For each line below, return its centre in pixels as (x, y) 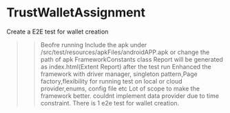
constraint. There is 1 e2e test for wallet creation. (110, 103)
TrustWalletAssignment (76, 13)
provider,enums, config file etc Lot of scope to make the (120, 88)
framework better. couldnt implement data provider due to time (130, 96)
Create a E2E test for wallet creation (57, 32)
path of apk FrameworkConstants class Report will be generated (132, 59)
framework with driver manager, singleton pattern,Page (119, 74)
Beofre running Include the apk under (94, 45)
